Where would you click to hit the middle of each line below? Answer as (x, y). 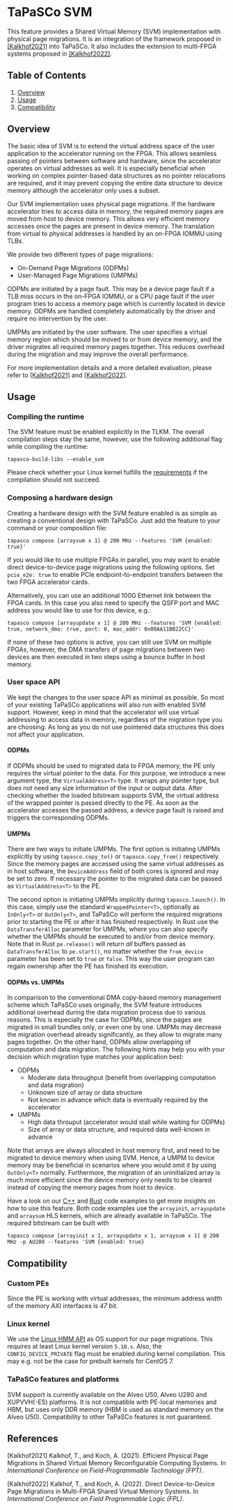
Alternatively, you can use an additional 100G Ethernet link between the (109, 595)
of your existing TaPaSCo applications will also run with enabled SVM (107, 704)
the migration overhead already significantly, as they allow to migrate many (115, 1035)
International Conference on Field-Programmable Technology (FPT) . (105, 1470)
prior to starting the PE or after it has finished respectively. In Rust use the (113, 922)
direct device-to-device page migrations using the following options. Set (111, 567)
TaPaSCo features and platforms (63, 1379)
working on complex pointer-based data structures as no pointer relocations (116, 176)
